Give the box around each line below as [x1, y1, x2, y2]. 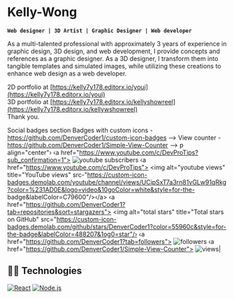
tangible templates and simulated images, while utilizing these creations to [7, 61, 221, 70]
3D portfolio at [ [7, 97, 53, 105]
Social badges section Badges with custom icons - [7, 126, 154, 134]
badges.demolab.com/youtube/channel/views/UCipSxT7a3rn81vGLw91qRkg [7, 177, 227, 186]
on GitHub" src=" [7, 214, 57, 224]
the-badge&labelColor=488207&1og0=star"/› [7, 230, 138, 238]
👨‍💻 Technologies [7, 265, 82, 277]
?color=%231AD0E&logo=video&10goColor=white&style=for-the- [7, 185, 196, 194]
